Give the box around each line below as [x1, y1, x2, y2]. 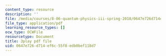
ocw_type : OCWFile [5, 30, 43, 35]
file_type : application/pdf [5, 20, 63, 26]
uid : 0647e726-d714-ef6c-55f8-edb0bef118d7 [5, 43, 96, 48]
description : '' [5, 12, 39, 17]
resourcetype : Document [5, 35, 54, 39]
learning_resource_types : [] [5, 25, 65, 30]
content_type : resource [5, 7, 54, 12]
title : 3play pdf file [5, 39, 52, 44]
